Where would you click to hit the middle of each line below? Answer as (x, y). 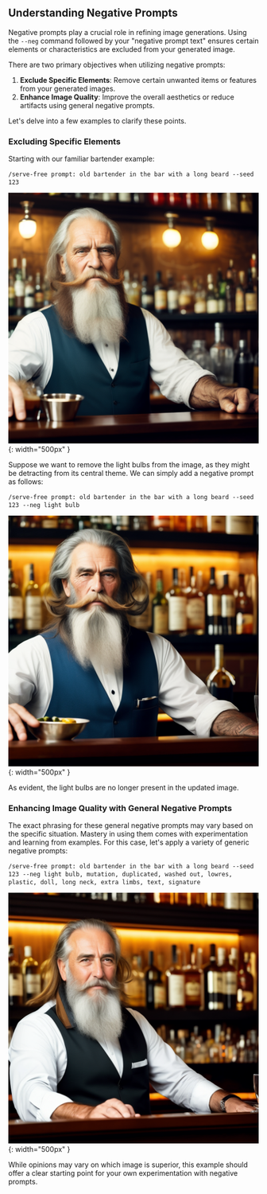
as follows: (26, 482)
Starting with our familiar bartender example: (81, 159)
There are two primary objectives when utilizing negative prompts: (117, 64)
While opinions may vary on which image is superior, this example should (128, 1165)
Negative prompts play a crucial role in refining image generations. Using (128, 32)
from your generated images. (68, 88)
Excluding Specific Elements (64, 141)
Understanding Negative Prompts (93, 13)
